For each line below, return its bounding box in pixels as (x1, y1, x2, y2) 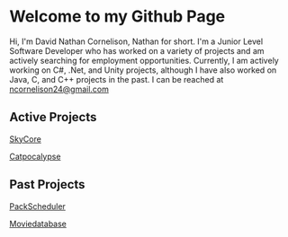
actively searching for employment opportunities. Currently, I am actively (9, 55, 279, 66)
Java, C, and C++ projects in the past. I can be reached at (9, 74, 224, 84)
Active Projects (9, 110, 97, 125)
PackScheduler (9, 200, 66, 212)
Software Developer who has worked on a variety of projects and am (9, 45, 265, 56)
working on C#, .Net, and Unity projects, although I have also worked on (9, 65, 277, 75)
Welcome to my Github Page (9, 6, 226, 27)
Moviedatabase (9, 218, 67, 229)
